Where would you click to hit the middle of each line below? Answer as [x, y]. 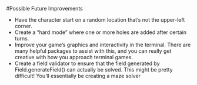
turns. [22, 38]
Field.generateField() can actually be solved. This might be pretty [94, 69]
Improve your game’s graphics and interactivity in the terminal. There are [103, 45]
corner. [23, 26]
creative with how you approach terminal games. [74, 57]
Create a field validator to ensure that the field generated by [87, 63]
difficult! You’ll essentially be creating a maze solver [78, 76]
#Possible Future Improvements [45, 8]
